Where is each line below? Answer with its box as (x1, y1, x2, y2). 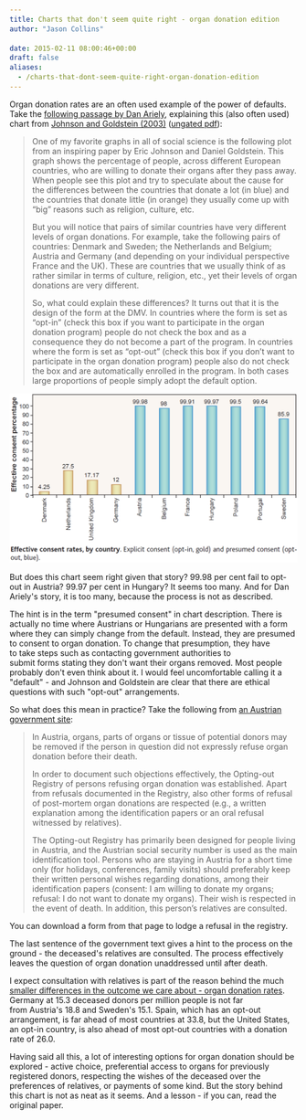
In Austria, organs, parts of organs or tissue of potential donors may (31, 731, 288, 742)
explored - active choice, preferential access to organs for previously (9, 1061, 269, 1072)
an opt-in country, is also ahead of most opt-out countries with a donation (9, 1023, 288, 1034)
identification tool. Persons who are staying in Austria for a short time (31, 854, 293, 865)
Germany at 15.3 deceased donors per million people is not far (9, 994, 244, 1005)
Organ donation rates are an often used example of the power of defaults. (9, 99, 287, 110)
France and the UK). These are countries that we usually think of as (31, 260, 286, 271)
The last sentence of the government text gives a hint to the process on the (9, 937, 293, 949)
